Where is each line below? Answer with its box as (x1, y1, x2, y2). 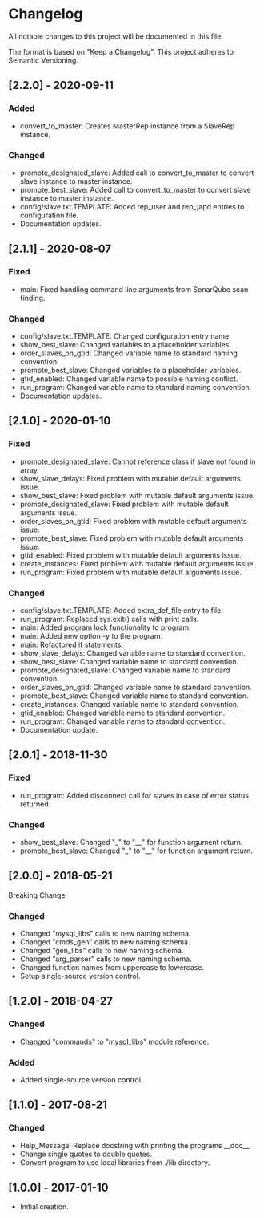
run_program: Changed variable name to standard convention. (19, 716, 226, 726)
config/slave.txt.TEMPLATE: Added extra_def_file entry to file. (19, 605, 224, 615)
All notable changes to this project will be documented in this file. (8, 31, 224, 41)
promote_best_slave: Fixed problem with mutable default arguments (19, 533, 244, 542)
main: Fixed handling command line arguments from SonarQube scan (19, 284, 249, 294)
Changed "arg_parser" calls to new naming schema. (19, 954, 192, 964)
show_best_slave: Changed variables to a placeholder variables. (19, 339, 232, 349)
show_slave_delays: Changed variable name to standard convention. (19, 648, 246, 658)
